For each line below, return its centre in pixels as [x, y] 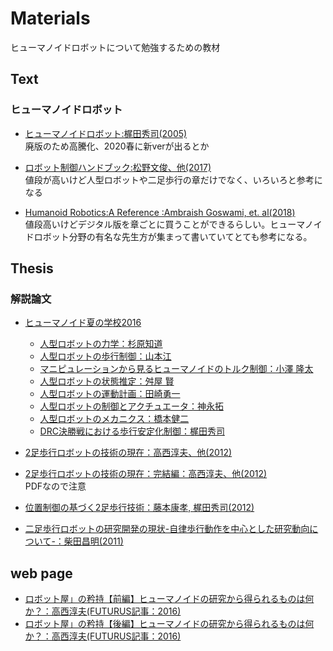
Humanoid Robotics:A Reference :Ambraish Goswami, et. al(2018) [160, 212]
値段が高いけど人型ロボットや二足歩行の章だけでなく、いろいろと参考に [173, 179]
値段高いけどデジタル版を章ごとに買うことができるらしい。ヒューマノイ [173, 224]
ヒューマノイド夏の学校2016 [83, 323]
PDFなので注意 [55, 486]
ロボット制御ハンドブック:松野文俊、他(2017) [118, 167]
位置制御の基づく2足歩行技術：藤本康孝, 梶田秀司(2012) [139, 508]
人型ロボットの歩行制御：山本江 [105, 356]
